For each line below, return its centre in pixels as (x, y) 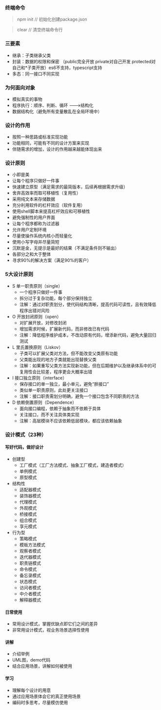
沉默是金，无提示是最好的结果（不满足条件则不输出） (66, 248)
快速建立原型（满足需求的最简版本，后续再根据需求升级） (70, 187)
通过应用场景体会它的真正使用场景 (46, 696)
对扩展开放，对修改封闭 (43, 322)
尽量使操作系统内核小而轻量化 (42, 236)
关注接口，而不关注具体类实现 (49, 415)
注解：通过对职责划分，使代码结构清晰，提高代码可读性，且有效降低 (88, 304)
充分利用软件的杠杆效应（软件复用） (49, 205)
